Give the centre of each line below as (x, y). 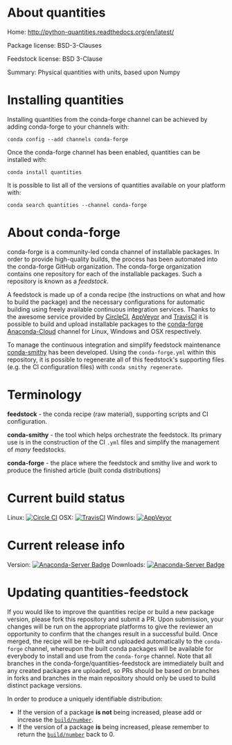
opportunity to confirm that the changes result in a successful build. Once (113, 634)
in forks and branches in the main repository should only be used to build (111, 678)
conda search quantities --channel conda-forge (77, 205)
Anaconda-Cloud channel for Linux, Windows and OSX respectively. (105, 331)
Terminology (44, 395)
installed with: (27, 159)
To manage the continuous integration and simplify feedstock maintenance (114, 345)
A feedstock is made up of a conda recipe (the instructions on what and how (116, 294)
